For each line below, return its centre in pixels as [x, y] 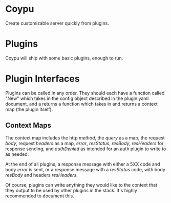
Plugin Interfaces [43, 79]
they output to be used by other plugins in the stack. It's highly [71, 190]
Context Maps [28, 125]
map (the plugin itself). [29, 109]
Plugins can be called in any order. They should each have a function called [85, 93]
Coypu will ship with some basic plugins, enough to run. [64, 58]
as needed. [17, 154]
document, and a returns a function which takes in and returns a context [81, 104]
